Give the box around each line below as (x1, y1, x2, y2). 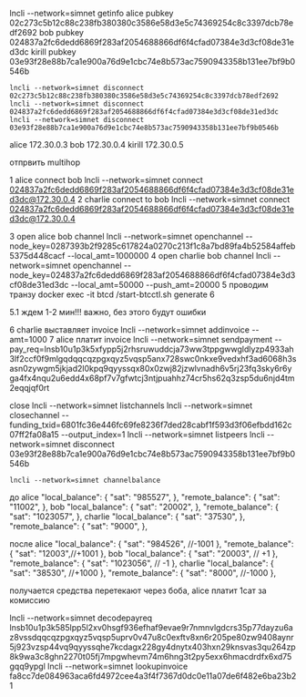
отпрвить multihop (9, 157, 80, 168)
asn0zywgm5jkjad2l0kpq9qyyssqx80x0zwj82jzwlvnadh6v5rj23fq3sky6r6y (9, 364, 292, 374)
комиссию (9, 595, 50, 605)
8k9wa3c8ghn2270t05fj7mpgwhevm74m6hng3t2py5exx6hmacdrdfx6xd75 (9, 651, 292, 661)
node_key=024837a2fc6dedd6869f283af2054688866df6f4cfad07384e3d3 (9, 270, 296, 281)
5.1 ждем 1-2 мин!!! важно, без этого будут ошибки (9, 307, 207, 317)
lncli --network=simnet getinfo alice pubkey (9, 8, 174, 18)
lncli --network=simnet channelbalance (9, 476, 161, 485)
